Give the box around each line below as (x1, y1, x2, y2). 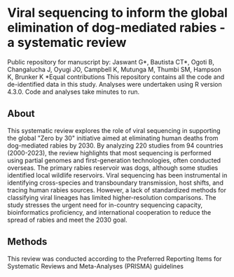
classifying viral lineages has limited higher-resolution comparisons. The (7, 193, 216, 201)
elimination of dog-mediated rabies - (7, 20, 226, 36)
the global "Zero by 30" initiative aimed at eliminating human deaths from (7, 134, 219, 142)
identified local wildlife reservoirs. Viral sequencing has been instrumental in (7, 171, 228, 179)
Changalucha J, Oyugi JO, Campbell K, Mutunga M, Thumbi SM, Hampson (7, 65, 222, 73)
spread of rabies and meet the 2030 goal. (7, 215, 128, 224)
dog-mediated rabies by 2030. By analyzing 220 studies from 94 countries (7, 141, 223, 150)
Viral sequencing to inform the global (7, 5, 228, 21)
